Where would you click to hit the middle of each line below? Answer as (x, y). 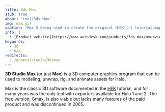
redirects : (16, 55)
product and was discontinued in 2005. (45, 104)
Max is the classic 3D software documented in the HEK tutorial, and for (77, 88)
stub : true (16, 14)
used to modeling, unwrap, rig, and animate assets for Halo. (66, 79)
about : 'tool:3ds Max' (28, 19)
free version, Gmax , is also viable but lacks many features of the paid (75, 99)
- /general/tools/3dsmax (35, 60)
